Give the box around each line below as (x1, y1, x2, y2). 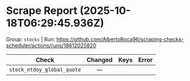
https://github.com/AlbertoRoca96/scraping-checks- (56, 36, 184, 43)
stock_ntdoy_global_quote (9, 66, 81, 73)
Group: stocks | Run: (6, 36, 56, 43)
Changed (87, 55, 113, 64)
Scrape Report (6, 4, 78, 17)
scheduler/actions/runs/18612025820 (6, 42, 96, 49)
